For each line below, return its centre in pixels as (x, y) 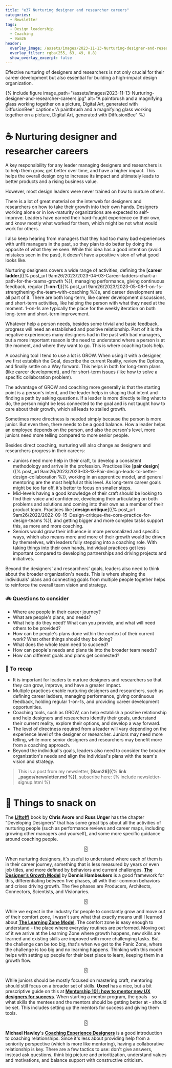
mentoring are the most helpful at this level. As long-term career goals (87, 482)
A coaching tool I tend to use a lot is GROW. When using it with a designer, (84, 356)
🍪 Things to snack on (51, 803)
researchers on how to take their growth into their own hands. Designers (82, 207)
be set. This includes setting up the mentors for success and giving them (82, 1007)
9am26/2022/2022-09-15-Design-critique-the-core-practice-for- (82, 515)
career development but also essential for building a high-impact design (81, 78)
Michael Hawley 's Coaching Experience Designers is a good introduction (84, 1033)
